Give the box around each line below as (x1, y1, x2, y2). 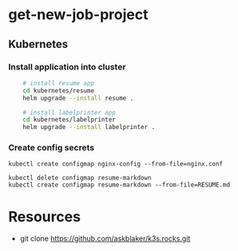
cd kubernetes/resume (22, 86, 94, 95)
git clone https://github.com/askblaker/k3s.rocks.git (19, 233, 191, 244)
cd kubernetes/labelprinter (22, 116, 116, 124)
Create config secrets (8, 142, 94, 153)
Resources (8, 207, 81, 226)
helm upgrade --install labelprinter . (22, 124, 156, 131)
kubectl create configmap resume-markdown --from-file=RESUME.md (8, 181, 230, 189)
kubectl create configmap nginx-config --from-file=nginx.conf (8, 160, 224, 168)
